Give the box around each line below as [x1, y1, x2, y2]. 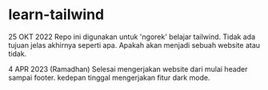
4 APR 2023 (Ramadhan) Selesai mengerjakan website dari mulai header [8, 64, 248, 73]
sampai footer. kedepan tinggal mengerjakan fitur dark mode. [8, 72, 210, 82]
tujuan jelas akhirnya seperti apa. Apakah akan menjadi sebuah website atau [8, 40, 261, 49]
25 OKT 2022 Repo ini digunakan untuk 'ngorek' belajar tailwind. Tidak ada [8, 32, 256, 41]
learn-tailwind [8, 6, 105, 24]
